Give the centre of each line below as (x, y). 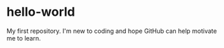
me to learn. (24, 38)
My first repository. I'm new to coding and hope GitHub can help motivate (112, 31)
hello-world (41, 12)
